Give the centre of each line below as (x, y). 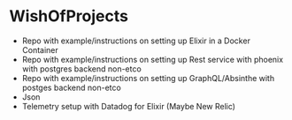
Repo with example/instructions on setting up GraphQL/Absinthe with (148, 78)
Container (40, 49)
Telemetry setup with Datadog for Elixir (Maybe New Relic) (129, 106)
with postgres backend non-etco (81, 69)
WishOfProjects (69, 16)
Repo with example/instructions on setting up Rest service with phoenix (153, 59)
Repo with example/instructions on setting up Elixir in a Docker (136, 41)
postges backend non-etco (71, 87)
